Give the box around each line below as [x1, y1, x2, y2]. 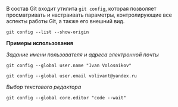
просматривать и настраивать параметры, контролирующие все [6, 11, 173, 18]
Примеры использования [6, 40, 73, 46]
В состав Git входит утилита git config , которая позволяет [6, 5, 157, 12]
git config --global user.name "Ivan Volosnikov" [6, 62, 132, 68]
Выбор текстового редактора [6, 83, 82, 90]
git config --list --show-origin [6, 29, 89, 35]
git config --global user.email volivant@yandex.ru [6, 73, 137, 79]
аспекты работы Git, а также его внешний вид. [6, 18, 125, 24]
